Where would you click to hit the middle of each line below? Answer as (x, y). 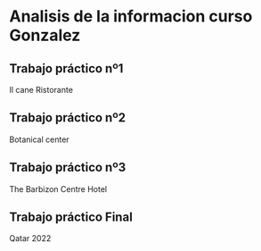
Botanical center (39, 139)
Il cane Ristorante (41, 90)
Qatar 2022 (30, 238)
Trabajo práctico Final (71, 218)
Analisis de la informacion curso (131, 17)
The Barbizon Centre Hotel (58, 188)
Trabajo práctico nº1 (66, 68)
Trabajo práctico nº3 (68, 167)
